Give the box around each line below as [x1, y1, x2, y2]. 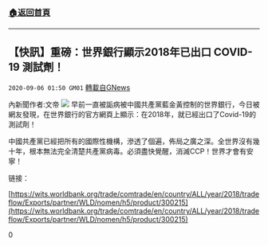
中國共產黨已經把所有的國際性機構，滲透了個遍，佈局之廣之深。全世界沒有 [8, 137, 253, 146]
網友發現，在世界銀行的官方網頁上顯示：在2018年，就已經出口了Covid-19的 [8, 110, 257, 119]
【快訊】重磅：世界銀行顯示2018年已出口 [8, 45, 212, 59]
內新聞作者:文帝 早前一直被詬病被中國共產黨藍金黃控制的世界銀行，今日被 [8, 100, 260, 109]
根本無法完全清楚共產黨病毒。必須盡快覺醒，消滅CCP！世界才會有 [29, 146, 247, 156]
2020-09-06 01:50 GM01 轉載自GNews [8, 83, 131, 92]
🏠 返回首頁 [8, 6, 51, 18]
